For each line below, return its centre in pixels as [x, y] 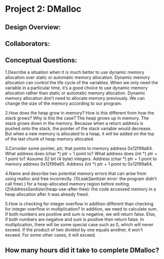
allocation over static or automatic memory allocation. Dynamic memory [78, 77]
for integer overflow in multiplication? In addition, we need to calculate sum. [82, 209]
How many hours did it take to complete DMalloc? [82, 250]
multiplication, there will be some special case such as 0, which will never [79, 224]
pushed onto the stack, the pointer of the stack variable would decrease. [78, 128]
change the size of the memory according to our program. [64, 103]
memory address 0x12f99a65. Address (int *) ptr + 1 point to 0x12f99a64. [79, 164]
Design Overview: [33, 27]
